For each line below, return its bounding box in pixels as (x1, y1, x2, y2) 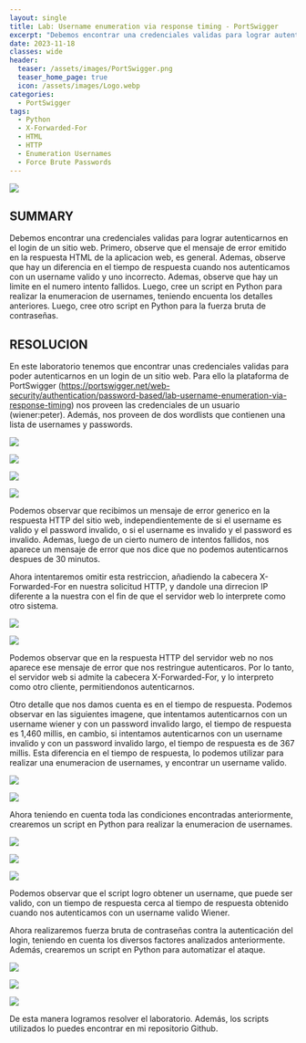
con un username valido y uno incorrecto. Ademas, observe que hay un (9, 271, 279, 283)
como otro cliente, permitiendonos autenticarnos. (9, 682, 195, 693)
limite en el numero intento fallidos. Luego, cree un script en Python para (9, 281, 282, 292)
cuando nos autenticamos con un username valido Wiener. (9, 907, 230, 918)
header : (9, 56, 39, 65)
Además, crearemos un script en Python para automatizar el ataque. (9, 944, 266, 955)
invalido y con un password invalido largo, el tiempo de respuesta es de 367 (9, 738, 295, 749)
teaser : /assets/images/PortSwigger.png (17, 65, 173, 74)
